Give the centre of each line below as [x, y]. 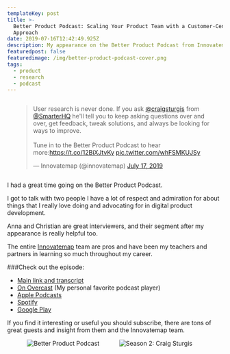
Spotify [27, 303]
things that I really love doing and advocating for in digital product [100, 205]
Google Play [34, 309]
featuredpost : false [37, 52]
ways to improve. [57, 131]
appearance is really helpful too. [52, 233]
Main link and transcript [50, 281]
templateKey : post [33, 13]
